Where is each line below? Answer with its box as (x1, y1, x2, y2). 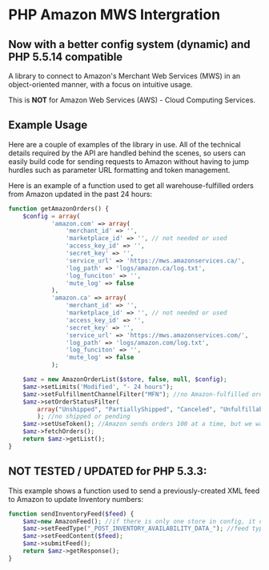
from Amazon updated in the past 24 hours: (8, 189, 153, 199)
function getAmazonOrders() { (8, 204, 110, 213)
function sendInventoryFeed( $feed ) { (8, 510, 134, 518)
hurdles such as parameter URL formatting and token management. (8, 165, 231, 175)
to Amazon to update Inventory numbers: (8, 494, 144, 504)
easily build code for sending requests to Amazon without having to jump (8, 156, 250, 166)
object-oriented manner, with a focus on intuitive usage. (8, 80, 193, 89)
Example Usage (8, 118, 88, 132)
